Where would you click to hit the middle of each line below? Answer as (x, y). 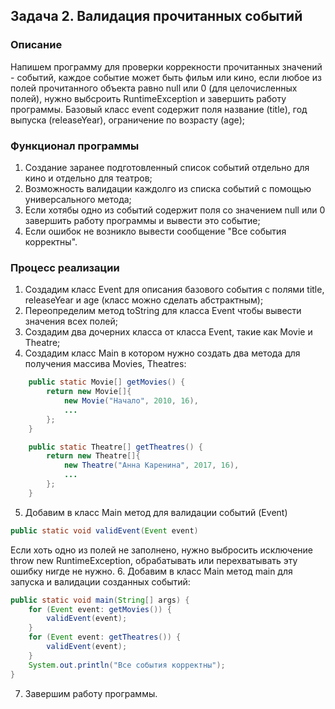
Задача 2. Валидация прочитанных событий (156, 16)
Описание (36, 45)
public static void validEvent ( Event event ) (104, 530)
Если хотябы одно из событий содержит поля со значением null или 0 (175, 210)
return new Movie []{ (89, 392)
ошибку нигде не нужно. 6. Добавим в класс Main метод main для (151, 571)
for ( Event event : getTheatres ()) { (105, 637)
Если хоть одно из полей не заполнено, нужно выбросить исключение (162, 550)
